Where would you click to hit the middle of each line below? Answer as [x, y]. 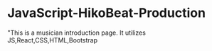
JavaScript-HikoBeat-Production [107, 13]
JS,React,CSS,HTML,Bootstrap [53, 40]
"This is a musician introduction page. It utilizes [76, 33]
